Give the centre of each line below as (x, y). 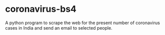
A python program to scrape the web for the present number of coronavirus (82, 23)
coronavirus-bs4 (41, 9)
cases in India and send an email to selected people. (59, 28)
